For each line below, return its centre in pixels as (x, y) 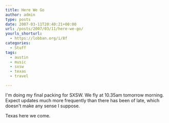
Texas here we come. (28, 115)
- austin (19, 57)
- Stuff (18, 48)
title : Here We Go (25, 10)
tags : (11, 52)
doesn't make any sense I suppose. (43, 106)
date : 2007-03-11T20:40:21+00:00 (41, 24)
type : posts (18, 19)
